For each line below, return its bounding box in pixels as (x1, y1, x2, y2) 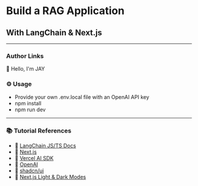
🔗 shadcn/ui (14, 167, 44, 174)
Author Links (6, 52, 44, 60)
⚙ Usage (6, 80, 32, 88)
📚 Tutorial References (6, 127, 72, 135)
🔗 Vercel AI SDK (14, 154, 54, 161)
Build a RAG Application (6, 4, 125, 18)
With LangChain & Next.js (6, 28, 103, 38)
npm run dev (14, 106, 46, 113)
